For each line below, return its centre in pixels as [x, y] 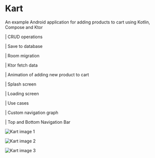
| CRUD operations [24, 37]
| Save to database [24, 46]
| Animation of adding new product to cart [47, 74]
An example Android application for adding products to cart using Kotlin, [77, 22]
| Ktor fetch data [21, 65]
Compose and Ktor [24, 27]
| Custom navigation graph [32, 113]
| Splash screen [21, 84]
